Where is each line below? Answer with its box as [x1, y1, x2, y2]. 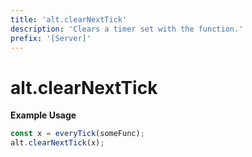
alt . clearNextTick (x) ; [10, 138, 105, 148]
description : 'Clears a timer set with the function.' [10, 24, 244, 34]
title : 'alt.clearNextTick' [10, 14, 128, 25]
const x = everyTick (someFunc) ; [10, 129, 145, 139]
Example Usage [10, 109, 77, 121]
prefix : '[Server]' [10, 33, 92, 43]
